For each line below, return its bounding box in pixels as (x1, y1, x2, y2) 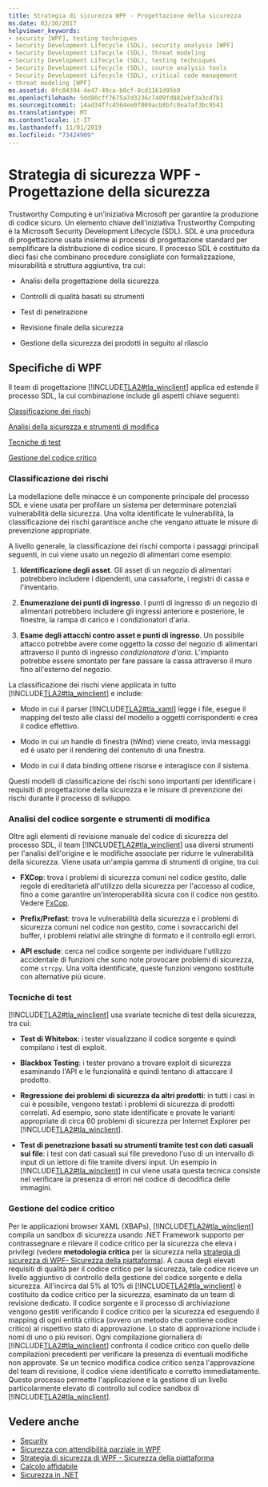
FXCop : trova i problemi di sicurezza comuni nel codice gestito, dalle (19, 872, 247, 882)
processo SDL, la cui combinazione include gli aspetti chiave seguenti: (8, 391, 241, 401)
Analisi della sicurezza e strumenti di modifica (8, 422, 160, 432)
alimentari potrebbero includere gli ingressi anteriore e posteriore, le (19, 606, 245, 616)
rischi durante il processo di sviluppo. (8, 793, 132, 803)
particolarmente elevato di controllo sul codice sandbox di (8, 1383, 200, 1392)
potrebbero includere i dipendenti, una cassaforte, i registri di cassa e (19, 573, 250, 583)
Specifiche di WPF (8, 361, 102, 375)
